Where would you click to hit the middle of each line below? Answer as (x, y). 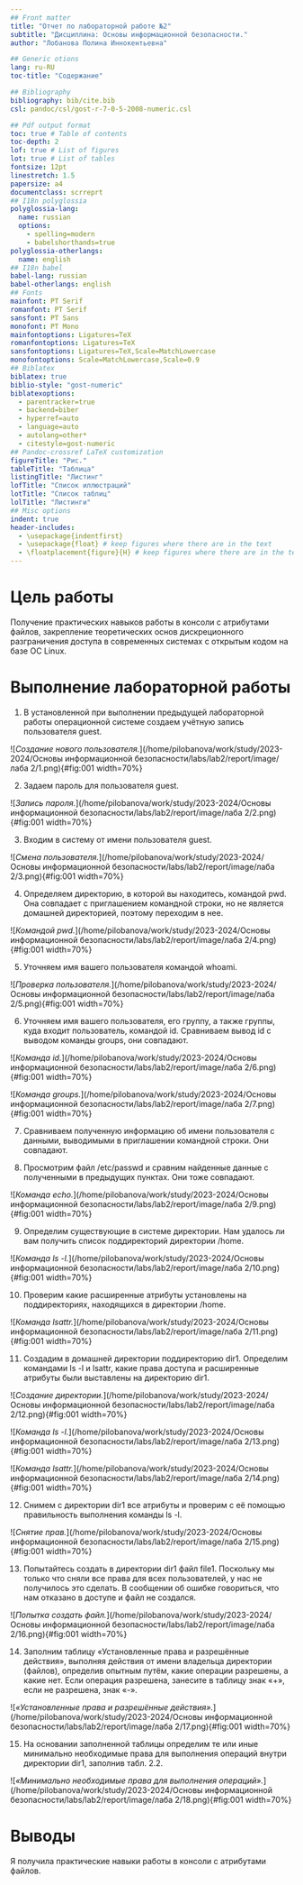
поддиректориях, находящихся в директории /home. (125, 1304)
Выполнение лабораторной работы (151, 687)
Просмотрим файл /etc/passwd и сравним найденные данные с (146, 1167)
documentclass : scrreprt (57, 192)
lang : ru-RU (32, 68)
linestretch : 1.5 (43, 175)
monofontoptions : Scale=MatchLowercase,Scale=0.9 (105, 360)
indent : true (35, 519)
